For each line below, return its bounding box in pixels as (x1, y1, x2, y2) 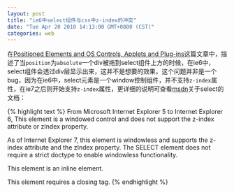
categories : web (7, 29, 54, 37)
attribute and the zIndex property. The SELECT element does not (24, 143, 211, 152)
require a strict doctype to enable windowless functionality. (7, 151, 178, 159)
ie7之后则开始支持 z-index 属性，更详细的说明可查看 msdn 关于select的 (25, 85, 224, 93)
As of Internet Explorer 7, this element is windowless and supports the (7, 136, 208, 144)
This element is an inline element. (7, 164, 103, 173)
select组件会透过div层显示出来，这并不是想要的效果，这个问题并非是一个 (7, 67, 217, 76)
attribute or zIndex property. (7, 122, 89, 131)
